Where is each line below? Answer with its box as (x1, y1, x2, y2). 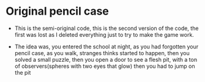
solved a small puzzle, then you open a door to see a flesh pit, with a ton (14, 56, 197, 63)
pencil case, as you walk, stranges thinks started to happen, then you (14, 49, 190, 56)
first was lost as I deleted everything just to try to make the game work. (14, 31, 194, 38)
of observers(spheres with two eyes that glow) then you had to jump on (14, 62, 195, 70)
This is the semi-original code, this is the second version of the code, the (14, 24, 199, 32)
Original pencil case (6, 4, 110, 18)
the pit (14, 69, 31, 76)
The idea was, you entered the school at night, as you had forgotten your (14, 43, 199, 50)
